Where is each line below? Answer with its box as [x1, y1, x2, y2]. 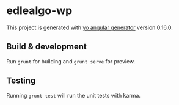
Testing [6, 76, 36, 86]
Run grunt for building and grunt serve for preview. [6, 57, 136, 65]
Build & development [6, 42, 87, 52]
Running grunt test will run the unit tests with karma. [6, 92, 141, 99]
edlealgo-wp [6, 4, 73, 18]
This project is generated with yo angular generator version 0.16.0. [6, 24, 173, 31]
